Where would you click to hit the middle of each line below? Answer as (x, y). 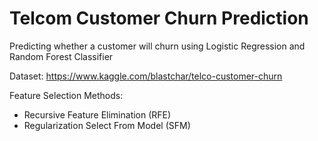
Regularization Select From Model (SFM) (107, 125)
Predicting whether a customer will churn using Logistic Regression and (157, 46)
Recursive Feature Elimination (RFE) (97, 114)
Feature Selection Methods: (66, 95)
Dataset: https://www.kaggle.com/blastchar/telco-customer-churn (146, 76)
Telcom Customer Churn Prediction (159, 18)
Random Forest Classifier (61, 56)
